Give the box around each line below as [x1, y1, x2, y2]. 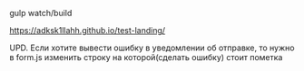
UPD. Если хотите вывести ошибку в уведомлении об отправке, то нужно [9, 42, 295, 53]
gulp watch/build [9, 8, 73, 18]
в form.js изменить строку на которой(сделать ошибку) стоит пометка [9, 52, 283, 62]
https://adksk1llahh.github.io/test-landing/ [9, 25, 166, 35]
